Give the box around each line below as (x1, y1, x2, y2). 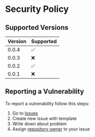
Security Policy (5, 3, 69, 15)
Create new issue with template (12, 115, 77, 121)
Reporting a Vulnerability (5, 87, 84, 96)
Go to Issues (12, 110, 38, 116)
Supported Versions (5, 23, 68, 32)
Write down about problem (12, 121, 67, 127)
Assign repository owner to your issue (12, 126, 90, 132)
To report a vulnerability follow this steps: (5, 100, 90, 106)
